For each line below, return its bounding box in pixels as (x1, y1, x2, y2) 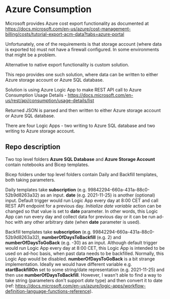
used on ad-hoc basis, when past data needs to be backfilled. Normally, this (5, 250, 164, 256)
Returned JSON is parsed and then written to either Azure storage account (5, 107, 161, 113)
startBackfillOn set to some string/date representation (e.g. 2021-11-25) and (5, 267, 164, 273)
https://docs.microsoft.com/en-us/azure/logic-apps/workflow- (15, 283, 146, 289)
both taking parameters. (5, 177, 56, 183)
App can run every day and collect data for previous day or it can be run (5, 213, 156, 219)
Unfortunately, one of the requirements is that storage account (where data (5, 41, 162, 47)
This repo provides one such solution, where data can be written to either (5, 71, 158, 77)
